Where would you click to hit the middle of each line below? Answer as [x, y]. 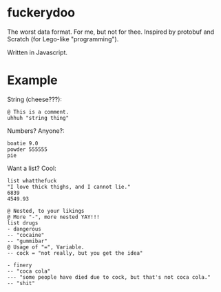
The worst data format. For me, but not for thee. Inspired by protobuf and [111, 32]
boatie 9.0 [23, 143]
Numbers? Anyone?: [36, 131]
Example [32, 80]
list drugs [23, 223]
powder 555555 [28, 149]
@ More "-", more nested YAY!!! [53, 217]
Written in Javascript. [37, 52]
